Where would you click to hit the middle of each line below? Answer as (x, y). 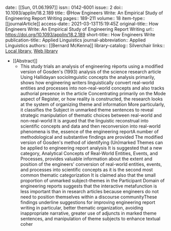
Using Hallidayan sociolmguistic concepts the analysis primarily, (88, 77)
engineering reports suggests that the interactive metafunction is (89, 186)
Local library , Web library (32, 51)
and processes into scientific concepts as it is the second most (87, 170)
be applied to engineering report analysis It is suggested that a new (91, 148)
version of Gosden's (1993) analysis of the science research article (91, 72)
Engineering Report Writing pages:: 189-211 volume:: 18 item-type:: (75, 18)
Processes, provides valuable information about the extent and (86, 159)
